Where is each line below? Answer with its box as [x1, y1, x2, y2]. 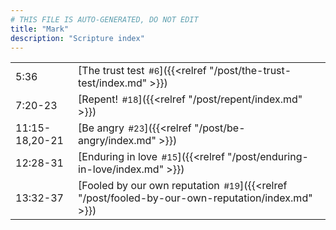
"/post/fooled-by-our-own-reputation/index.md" [78, 191, 313, 205]
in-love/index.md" [78, 162, 165, 176]
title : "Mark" [10, 24, 70, 34]
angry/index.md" [78, 134, 157, 148]
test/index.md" [78, 76, 148, 90]
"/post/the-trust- [208, 64, 292, 78]
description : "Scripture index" [10, 33, 145, 43]
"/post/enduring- [227, 150, 309, 164]
